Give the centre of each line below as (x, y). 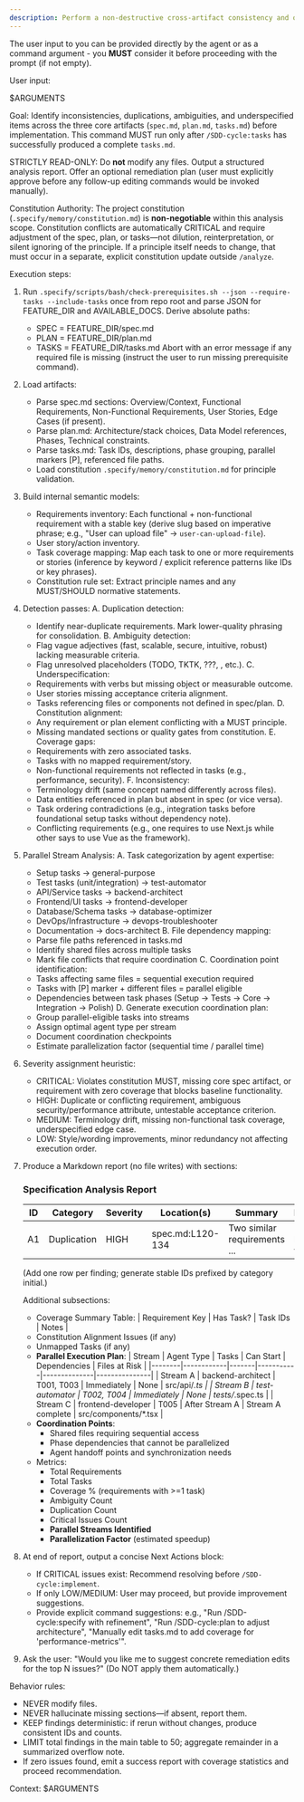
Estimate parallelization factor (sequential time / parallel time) (150, 1046)
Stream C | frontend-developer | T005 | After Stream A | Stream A (158, 1404)
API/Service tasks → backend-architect (109, 892)
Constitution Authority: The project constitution (97, 208)
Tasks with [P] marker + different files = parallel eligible (139, 988)
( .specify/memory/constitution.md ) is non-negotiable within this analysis (147, 217)
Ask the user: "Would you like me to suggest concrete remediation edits (156, 1659)
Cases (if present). (71, 421)
